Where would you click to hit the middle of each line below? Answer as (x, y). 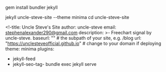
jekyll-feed (24, 59)
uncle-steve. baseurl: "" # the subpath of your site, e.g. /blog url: (73, 38)
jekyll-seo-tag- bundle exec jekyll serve (55, 64)
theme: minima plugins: (30, 49)
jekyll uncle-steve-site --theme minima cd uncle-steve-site (67, 17)
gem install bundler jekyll (31, 7)
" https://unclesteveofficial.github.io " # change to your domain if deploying (83, 43)
